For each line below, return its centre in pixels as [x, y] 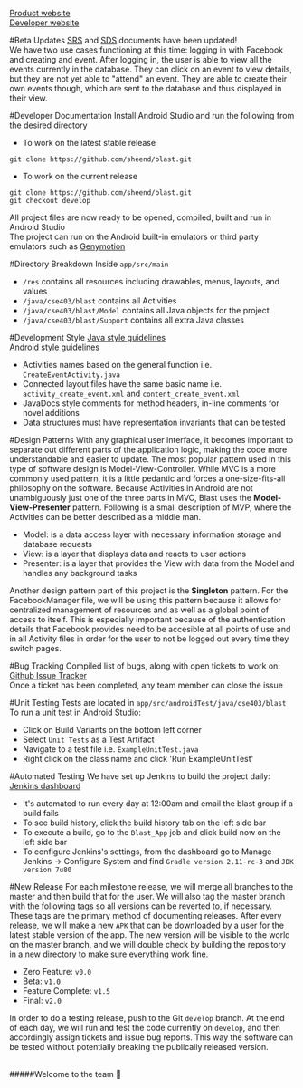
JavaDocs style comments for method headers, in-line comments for [151, 403]
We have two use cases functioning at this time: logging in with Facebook [147, 50]
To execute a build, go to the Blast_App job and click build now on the [152, 832]
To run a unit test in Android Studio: [76, 712]
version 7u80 [47, 870]
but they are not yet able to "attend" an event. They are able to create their [148, 79]
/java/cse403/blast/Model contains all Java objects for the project [146, 310]
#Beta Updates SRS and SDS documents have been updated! [123, 40]
